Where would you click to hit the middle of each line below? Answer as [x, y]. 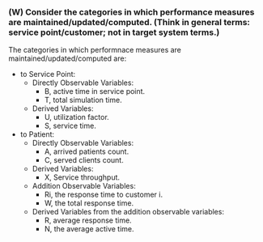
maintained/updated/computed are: [68, 58]
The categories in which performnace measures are [95, 50]
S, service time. [70, 126]
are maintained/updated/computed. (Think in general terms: [129, 22]
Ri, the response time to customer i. [104, 195]
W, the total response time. [89, 203]
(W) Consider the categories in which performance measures [131, 12]
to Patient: [37, 134]
